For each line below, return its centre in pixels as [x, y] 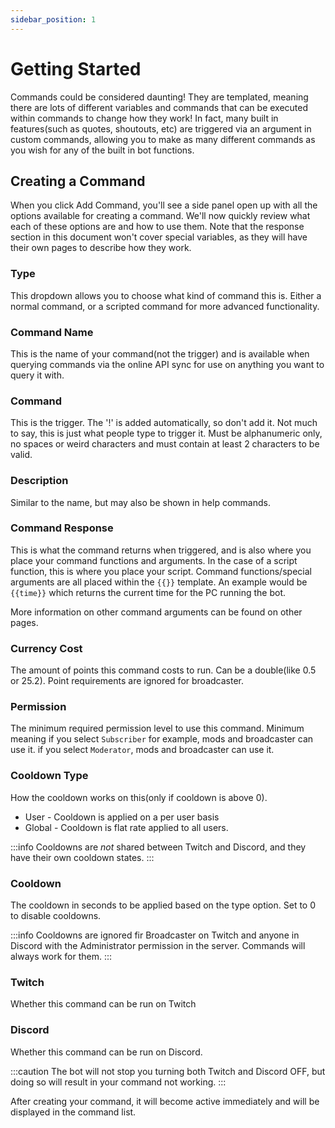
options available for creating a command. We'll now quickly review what [160, 216]
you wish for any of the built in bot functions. [102, 150]
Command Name [52, 332]
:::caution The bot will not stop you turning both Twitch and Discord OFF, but [168, 1071]
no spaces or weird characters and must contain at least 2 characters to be [165, 444]
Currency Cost [46, 648]
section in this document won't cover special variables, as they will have [159, 237]
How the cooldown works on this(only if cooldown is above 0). [139, 797]
